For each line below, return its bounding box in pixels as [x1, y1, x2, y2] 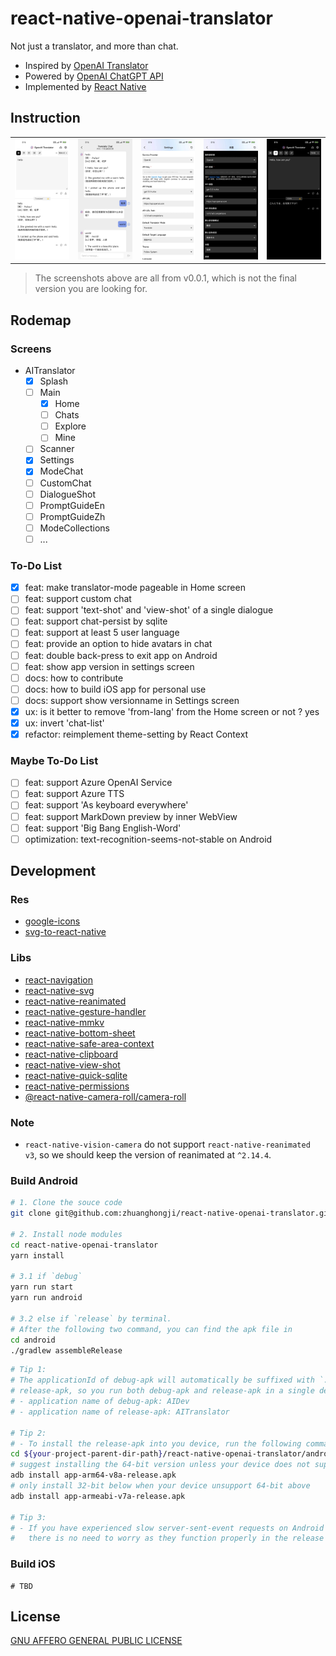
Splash [39, 375, 69, 387]
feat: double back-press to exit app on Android [24, 649, 218, 661]
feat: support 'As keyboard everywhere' [24, 799, 189, 811]
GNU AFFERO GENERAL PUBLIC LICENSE [10, 1635, 183, 1647]
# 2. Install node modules [10, 1229, 123, 1239]
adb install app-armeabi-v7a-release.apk [10, 1491, 186, 1501]
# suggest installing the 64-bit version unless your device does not [10, 1460, 311, 1470]
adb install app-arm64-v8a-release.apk [10, 1470, 177, 1481]
